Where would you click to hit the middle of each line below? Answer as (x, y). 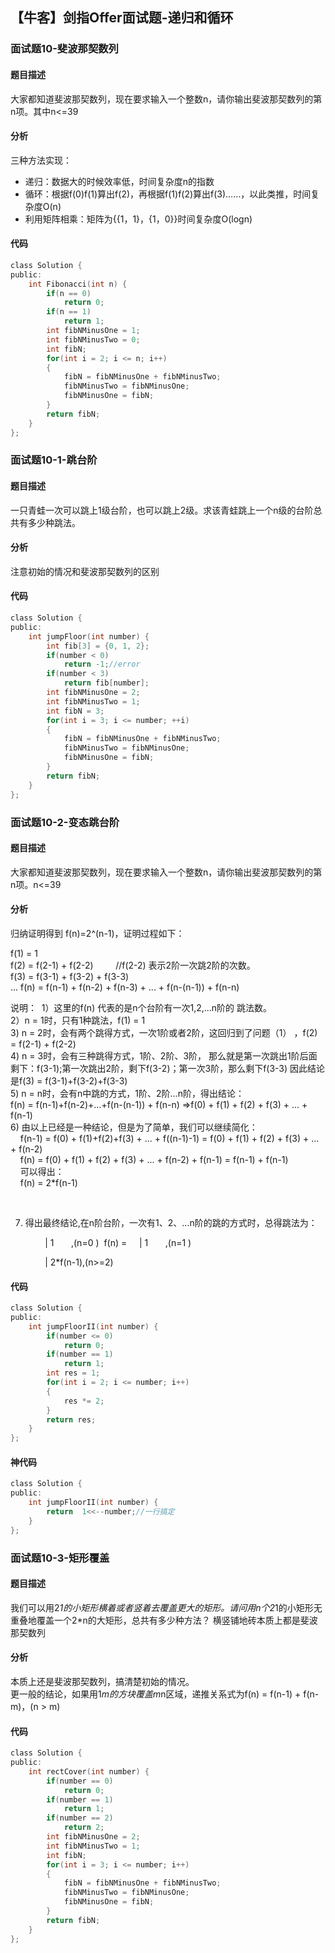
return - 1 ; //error (102, 664)
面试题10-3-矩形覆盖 (60, 1558)
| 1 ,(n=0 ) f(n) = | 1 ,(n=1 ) (118, 1242)
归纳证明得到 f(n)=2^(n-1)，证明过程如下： (97, 933)
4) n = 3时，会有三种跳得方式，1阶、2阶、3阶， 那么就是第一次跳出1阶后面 (164, 1055)
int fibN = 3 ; (75, 711)
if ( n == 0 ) (69, 293)
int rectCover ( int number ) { (89, 1771)
